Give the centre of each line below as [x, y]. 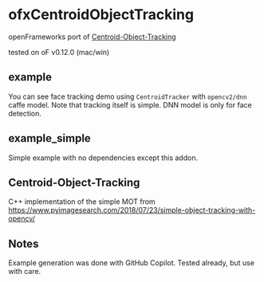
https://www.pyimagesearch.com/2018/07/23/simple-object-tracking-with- [132, 210]
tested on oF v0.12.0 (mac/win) [59, 52]
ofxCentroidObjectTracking [101, 15]
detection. [25, 113]
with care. [25, 272]
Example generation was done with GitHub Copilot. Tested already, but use [132, 263]
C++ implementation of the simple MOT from [82, 202]
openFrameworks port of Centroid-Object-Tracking [93, 37]
